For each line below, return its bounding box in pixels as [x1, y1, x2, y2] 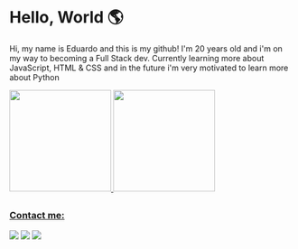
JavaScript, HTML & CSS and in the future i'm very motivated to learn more [9, 62, 289, 73]
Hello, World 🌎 [9, 7, 124, 28]
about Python [9, 71, 61, 82]
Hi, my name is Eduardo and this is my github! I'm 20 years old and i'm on [9, 42, 283, 54]
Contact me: [9, 209, 65, 222]
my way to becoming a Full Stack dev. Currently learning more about [9, 52, 265, 63]
